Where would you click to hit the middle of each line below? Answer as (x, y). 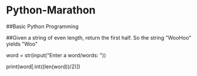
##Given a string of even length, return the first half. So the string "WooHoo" (99, 37)
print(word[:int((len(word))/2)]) (43, 66)
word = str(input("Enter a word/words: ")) (56, 55)
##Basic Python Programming (42, 26)
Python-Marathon (51, 10)
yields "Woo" (22, 44)
